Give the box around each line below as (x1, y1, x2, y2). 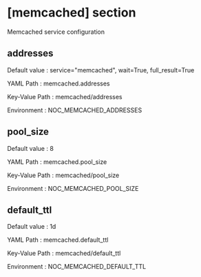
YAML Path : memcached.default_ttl (7, 236, 109, 244)
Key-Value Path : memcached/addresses (7, 92, 123, 101)
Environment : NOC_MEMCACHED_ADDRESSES (7, 105, 142, 114)
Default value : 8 (7, 144, 54, 152)
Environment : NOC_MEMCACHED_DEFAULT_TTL (7, 263, 147, 271)
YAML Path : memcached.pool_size (7, 157, 107, 166)
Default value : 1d (7, 223, 56, 231)
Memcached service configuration (7, 28, 105, 36)
